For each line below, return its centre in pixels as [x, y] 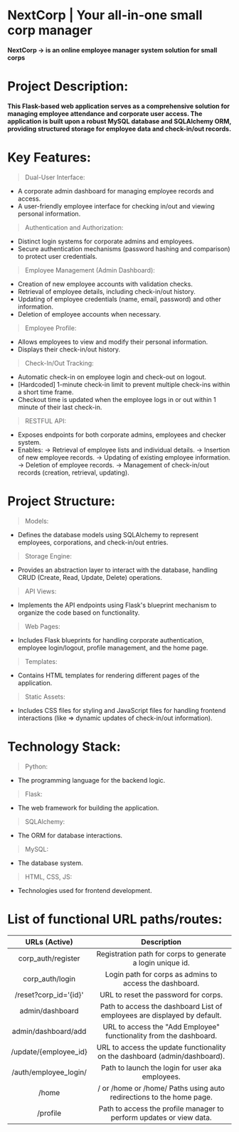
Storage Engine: [48, 556]
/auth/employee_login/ [49, 1072]
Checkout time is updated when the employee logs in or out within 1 [117, 399]
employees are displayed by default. [161, 1015]
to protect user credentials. [57, 256]
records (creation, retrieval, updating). [73, 472]
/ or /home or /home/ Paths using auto [161, 1088]
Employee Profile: [51, 328]
